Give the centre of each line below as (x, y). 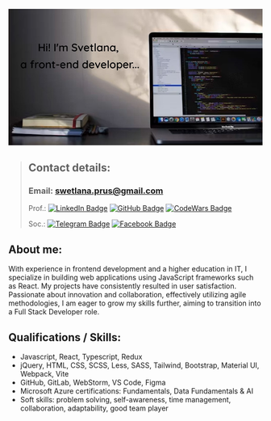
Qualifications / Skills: (65, 337)
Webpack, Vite (44, 374)
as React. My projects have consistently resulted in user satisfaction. (123, 286)
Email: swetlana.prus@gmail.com (96, 191)
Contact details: (69, 168)
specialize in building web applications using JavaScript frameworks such (131, 278)
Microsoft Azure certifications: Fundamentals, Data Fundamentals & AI (137, 391)
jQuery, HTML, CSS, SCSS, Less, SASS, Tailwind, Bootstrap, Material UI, (140, 365)
